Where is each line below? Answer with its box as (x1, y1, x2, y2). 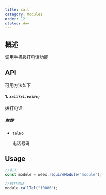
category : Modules (5, 12, 43, 17)
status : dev (5, 21, 29, 26)
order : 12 (5, 16, 26, 21)
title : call (5, 7, 29, 12)
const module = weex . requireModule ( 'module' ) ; (5, 172, 102, 177)
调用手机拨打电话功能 (5, 54, 48, 60)
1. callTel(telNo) (5, 94, 40, 99)
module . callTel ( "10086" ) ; (5, 186, 58, 191)
